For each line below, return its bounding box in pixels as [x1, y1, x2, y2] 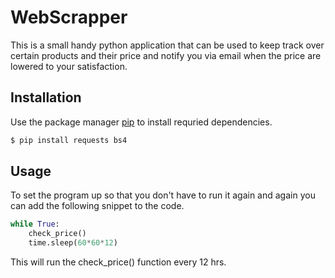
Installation [10, 89, 82, 106]
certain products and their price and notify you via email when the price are [10, 49, 322, 61]
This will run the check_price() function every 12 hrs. [10, 256, 227, 268]
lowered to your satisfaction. [10, 60, 128, 72]
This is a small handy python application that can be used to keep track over [10, 39, 325, 51]
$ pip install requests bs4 [10, 135, 128, 145]
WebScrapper [10, 6, 128, 29]
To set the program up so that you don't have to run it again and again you [10, 189, 316, 201]
